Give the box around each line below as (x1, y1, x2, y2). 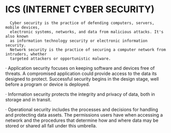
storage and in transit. (5, 96, 52, 102)
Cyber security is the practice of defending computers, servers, (10, 20, 155, 25)
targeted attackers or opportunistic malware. (10, 56, 111, 61)
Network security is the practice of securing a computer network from (10, 47, 166, 52)
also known (5, 34, 29, 39)
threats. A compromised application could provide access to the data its (5, 70, 157, 76)
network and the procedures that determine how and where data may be (5, 117, 159, 123)
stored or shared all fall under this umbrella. (5, 122, 97, 128)
